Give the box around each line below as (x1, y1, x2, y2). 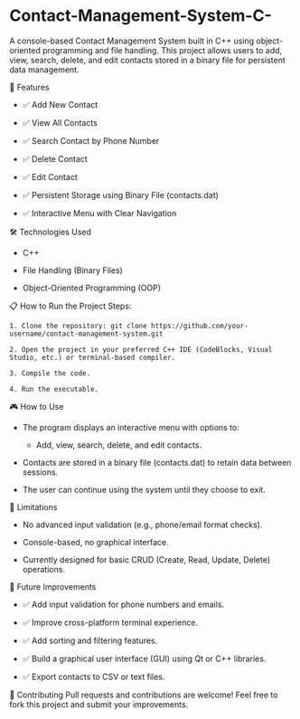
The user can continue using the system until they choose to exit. (22, 484, 267, 495)
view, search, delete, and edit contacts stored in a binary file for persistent (9, 54, 286, 65)
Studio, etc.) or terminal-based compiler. (9, 353, 176, 362)
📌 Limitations (9, 501, 58, 512)
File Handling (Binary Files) (22, 264, 124, 276)
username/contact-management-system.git (9, 329, 164, 338)
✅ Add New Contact (22, 99, 98, 109)
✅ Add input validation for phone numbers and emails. (22, 599, 225, 610)
